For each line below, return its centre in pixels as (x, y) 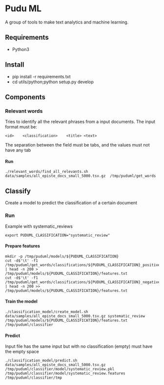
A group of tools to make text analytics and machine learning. (67, 22)
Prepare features (23, 246)
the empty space (22, 352)
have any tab (18, 150)
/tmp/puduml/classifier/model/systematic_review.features (65, 373)
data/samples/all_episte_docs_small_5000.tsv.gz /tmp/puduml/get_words (81, 176)
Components (25, 97)
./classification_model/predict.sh (41, 361)
